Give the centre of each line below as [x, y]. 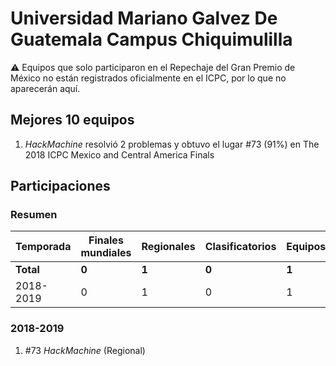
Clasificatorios [240, 247]
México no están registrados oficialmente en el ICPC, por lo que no [148, 78]
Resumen [34, 215]
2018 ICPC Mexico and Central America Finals [119, 154]
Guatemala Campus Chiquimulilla [151, 39]
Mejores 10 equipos [72, 120]
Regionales [168, 247]
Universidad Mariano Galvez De [144, 18]
